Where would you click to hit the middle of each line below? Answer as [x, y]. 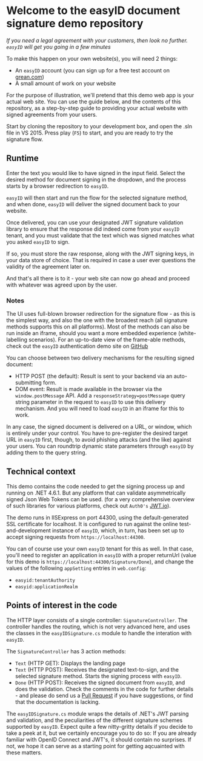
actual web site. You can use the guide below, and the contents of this [94, 102]
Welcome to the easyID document [93, 11]
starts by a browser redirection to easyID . [58, 186]
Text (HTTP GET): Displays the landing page [70, 663]
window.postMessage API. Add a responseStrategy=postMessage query [100, 395]
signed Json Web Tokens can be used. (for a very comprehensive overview [101, 499]
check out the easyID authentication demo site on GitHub [77, 346]
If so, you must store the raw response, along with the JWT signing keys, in [100, 254]
